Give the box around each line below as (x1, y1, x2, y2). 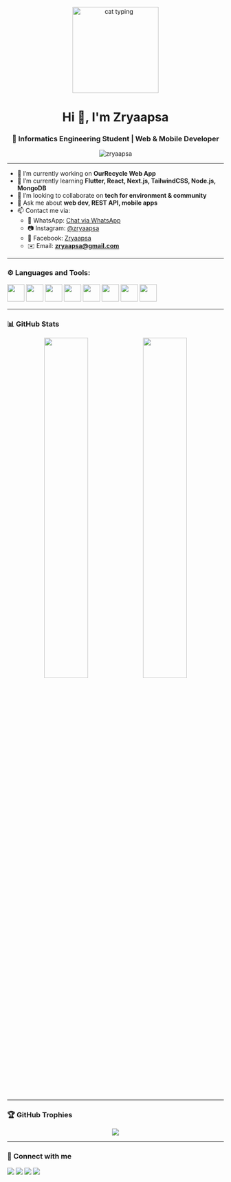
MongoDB (16, 184, 47, 192)
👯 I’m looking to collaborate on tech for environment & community (16, 192, 207, 200)
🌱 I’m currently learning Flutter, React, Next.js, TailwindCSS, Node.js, (16, 176, 217, 185)
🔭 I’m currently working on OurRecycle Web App (16, 170, 156, 178)
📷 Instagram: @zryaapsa (27, 224, 100, 232)
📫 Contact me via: (16, 207, 71, 215)
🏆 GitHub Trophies (7, 1110, 73, 1119)
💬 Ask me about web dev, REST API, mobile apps (16, 198, 158, 207)
